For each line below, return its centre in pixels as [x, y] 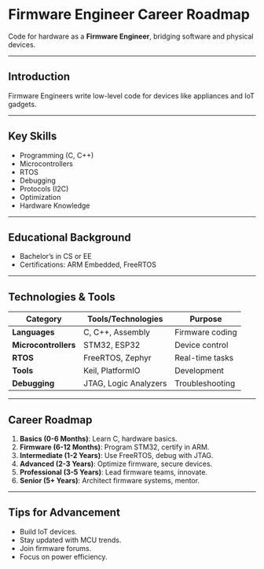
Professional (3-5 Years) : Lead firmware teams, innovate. [114, 472]
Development [199, 371]
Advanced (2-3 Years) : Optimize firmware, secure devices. [116, 464]
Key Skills [33, 137]
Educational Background [70, 237]
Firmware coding [205, 332]
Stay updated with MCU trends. [70, 540]
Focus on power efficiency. [63, 556]
